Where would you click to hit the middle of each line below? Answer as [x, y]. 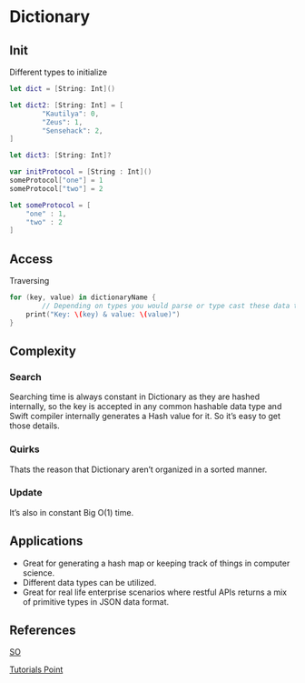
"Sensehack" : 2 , [73, 131]
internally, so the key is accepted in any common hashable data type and [146, 407]
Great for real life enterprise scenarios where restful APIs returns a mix [155, 592]
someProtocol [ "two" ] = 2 [56, 188]
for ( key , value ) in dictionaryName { [83, 297]
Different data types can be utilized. [89, 582]
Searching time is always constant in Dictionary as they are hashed [135, 397]
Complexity [43, 351]
